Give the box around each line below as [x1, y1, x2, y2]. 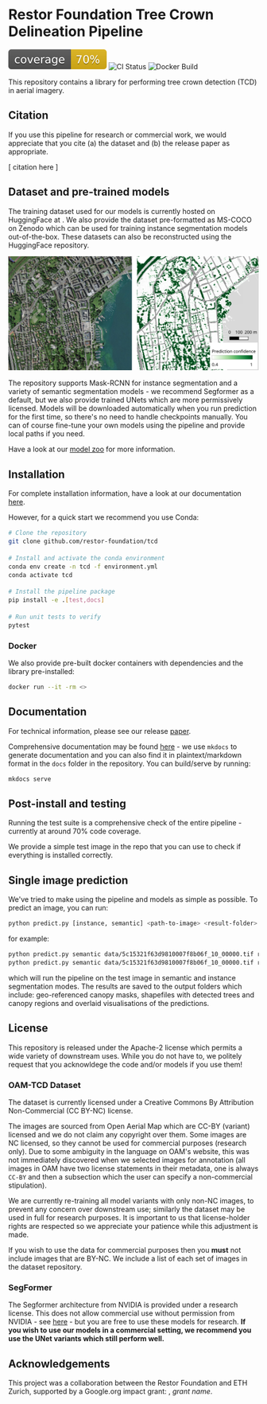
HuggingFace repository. [8, 240, 90, 250]
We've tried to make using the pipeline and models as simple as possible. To [8, 895, 258, 904]
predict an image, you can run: [8, 903, 109, 913]
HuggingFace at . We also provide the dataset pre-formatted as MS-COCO [8, 215, 252, 224]
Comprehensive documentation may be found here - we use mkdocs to [8, 742, 238, 751]
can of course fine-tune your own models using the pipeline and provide [8, 420, 246, 431]
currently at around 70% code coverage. [8, 826, 141, 837]
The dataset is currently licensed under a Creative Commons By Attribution [8, 1097, 254, 1107]
